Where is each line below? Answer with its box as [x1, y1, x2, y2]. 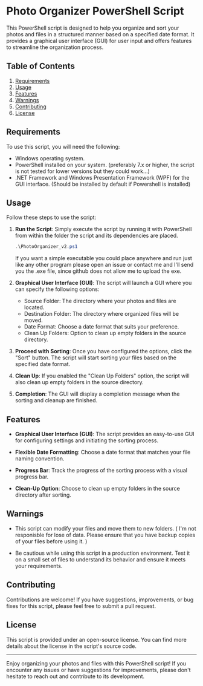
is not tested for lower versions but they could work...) [14, 168, 150, 175]
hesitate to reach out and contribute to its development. [6, 673, 145, 680]
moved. [24, 316, 43, 324]
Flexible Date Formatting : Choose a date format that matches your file [14, 449, 191, 456]
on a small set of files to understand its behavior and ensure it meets [14, 555, 186, 563]
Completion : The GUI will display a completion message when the [14, 390, 180, 397]
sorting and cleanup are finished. [14, 397, 98, 404]
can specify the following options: [14, 286, 100, 293]
